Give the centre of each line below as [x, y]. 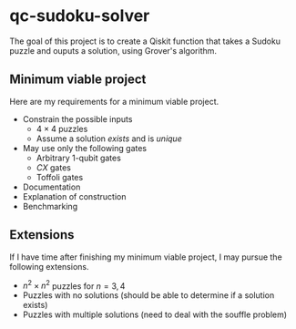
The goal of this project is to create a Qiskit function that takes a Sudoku [145, 41]
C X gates [53, 167]
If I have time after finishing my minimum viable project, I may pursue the [146, 257]
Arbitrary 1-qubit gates [78, 158]
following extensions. [49, 266]
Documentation [51, 187]
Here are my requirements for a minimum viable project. [114, 101]
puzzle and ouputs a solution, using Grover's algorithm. [113, 50]
